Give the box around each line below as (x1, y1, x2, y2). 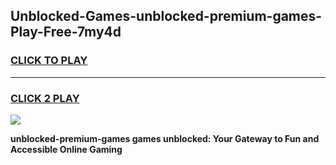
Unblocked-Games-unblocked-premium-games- (10, 8, 323, 25)
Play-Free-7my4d (10, 24, 122, 41)
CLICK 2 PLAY (10, 91, 80, 105)
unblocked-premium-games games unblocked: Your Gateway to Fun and (10, 132, 320, 144)
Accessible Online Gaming (10, 143, 123, 155)
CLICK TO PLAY (10, 54, 88, 68)
